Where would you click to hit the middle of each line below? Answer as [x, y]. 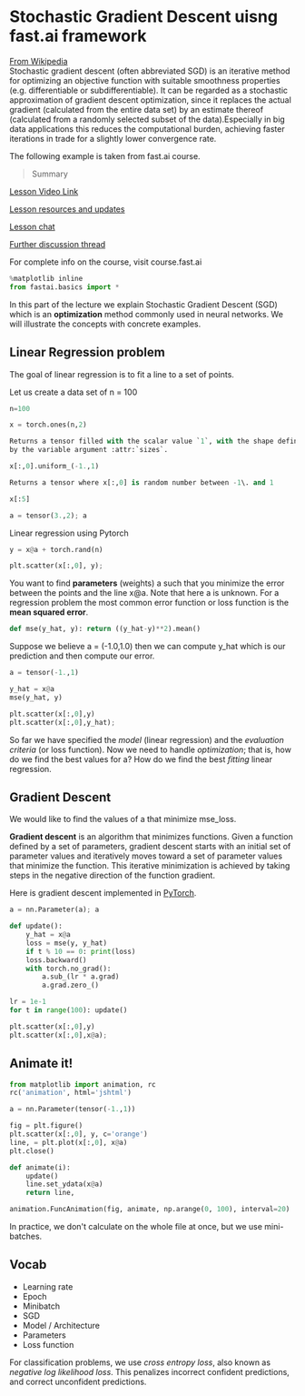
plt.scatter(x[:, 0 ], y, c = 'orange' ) [79, 1134]
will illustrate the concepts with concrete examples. [105, 324]
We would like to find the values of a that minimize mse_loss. [123, 819]
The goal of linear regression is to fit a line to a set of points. [122, 374]
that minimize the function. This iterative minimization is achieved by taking [150, 866]
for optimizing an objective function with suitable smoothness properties [145, 80]
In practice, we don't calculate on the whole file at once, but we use [136, 1226]
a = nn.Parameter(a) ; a [54, 910]
